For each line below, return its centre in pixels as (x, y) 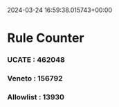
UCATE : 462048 (36, 60)
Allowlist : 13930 (36, 97)
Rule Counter (46, 38)
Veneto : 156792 (35, 79)
